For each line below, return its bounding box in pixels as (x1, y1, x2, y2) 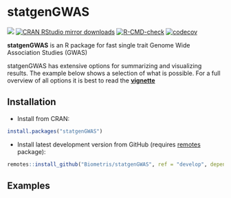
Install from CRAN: (16, 114, 70, 122)
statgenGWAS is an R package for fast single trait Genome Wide (7, 41, 190, 49)
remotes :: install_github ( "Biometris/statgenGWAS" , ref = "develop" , (7, 161, 208, 168)
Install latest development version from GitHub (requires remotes (16, 140, 201, 148)
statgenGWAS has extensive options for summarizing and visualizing (7, 61, 202, 69)
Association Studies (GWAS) (7, 48, 88, 56)
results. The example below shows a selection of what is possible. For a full (7, 69, 221, 77)
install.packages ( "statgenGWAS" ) (7, 128, 103, 135)
